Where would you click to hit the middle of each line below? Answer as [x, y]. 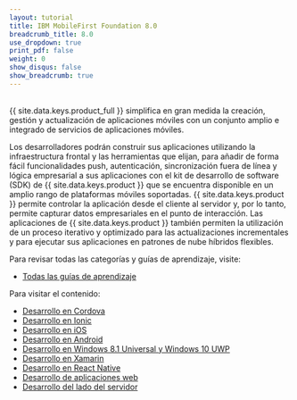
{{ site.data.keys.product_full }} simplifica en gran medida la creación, [137, 110]
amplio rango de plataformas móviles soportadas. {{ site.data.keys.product [147, 194]
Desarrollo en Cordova [63, 311]
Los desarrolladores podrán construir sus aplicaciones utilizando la [132, 146]
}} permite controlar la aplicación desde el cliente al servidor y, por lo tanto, [148, 204]
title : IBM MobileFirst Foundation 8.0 [83, 26]
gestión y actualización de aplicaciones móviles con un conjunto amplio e [144, 120]
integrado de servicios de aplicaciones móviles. [97, 129]
